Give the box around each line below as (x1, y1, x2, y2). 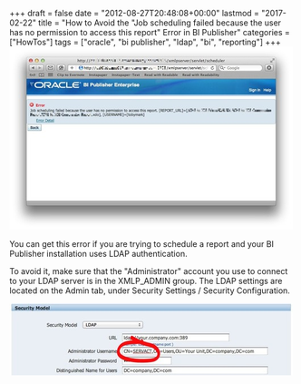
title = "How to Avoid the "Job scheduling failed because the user (37, 17, 282, 28)
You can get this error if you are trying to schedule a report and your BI (9, 239, 275, 249)
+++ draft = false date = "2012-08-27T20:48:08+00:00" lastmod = (9, 8, 260, 18)
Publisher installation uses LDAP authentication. (9, 249, 188, 259)
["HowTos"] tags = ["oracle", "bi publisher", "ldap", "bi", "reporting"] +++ (9, 36, 281, 47)
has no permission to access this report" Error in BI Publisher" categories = (9, 27, 290, 37)
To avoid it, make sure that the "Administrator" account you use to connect (9, 266, 288, 276)
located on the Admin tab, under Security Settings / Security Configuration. (9, 285, 290, 296)
